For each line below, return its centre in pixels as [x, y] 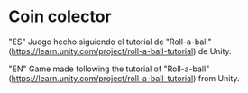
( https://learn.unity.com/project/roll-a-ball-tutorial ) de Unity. [120, 51]
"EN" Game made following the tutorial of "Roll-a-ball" [109, 69]
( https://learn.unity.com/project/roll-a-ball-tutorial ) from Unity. [124, 78]
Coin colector [60, 17]
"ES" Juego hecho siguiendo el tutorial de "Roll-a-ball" [110, 42]
